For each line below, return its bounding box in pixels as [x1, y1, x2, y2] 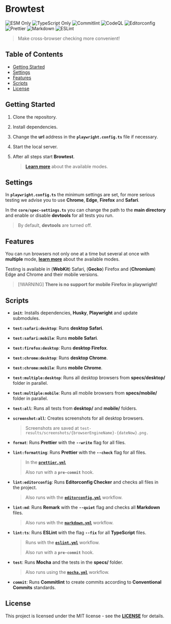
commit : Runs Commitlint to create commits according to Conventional [12, 579, 162, 585]
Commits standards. [12, 585, 56, 590]
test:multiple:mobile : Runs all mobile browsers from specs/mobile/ [12, 390, 157, 396]
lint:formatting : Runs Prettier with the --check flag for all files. [12, 449, 147, 455]
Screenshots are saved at [25, 425, 79, 431]
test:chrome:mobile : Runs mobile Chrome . [12, 365, 103, 371]
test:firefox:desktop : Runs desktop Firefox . [12, 345, 108, 351]
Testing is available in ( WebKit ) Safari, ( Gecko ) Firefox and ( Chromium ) [5, 266, 156, 272]
